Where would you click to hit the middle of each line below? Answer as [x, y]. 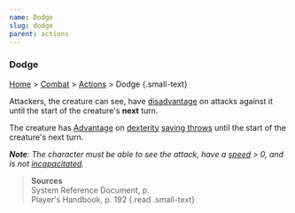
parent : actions [39, 34]
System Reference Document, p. [90, 190]
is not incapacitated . [47, 164]
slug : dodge [31, 26]
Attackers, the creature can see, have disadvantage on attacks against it [141, 101]
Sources [47, 180]
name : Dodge [31, 17]
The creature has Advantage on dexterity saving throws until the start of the [147, 127]
